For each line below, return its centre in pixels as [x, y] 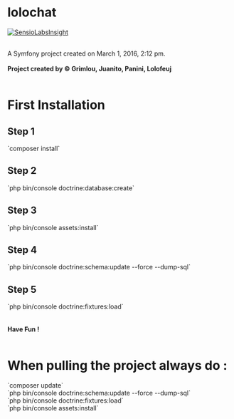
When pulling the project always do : [117, 366]
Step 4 [22, 250]
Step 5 [22, 289]
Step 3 [22, 211]
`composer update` [36, 386]
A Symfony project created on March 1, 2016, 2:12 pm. [86, 53]
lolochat [32, 12]
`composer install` [34, 148]
